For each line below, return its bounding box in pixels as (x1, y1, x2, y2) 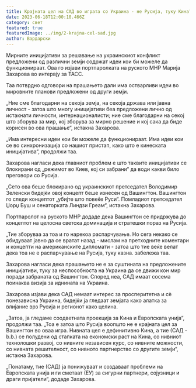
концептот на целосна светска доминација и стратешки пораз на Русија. (6, 219, 188, 226)
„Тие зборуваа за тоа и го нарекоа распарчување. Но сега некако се (6, 231, 178, 238)
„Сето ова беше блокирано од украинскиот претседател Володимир (6, 183, 178, 190)
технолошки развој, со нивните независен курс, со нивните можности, (6, 339, 184, 346)
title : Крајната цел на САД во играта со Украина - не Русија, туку (6, 8, 176, 15)
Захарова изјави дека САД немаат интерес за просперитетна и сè (6, 291, 172, 297)
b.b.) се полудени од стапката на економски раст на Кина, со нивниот (6, 333, 182, 340)
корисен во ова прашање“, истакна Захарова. (6, 124, 121, 131)
